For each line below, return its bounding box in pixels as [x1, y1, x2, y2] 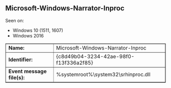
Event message [8, 68, 47, 75]
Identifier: [8, 56, 33, 63]
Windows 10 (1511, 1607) [12, 27, 64, 33]
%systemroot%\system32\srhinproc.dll [55, 71, 151, 78]
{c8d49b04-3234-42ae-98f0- [55, 53, 135, 60]
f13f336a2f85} [55, 59, 93, 66]
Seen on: [5, 17, 24, 23]
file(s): [8, 74, 25, 81]
